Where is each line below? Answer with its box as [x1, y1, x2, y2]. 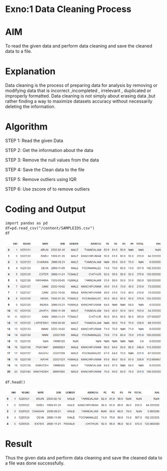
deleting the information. [5, 103, 56, 109]
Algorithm [5, 121, 48, 132]
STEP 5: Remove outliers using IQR [5, 176, 77, 182]
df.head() [5, 379, 26, 384]
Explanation [5, 66, 56, 77]
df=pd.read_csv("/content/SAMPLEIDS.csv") [5, 225, 95, 230]
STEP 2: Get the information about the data [5, 147, 94, 153]
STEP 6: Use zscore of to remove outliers [5, 186, 90, 192]
